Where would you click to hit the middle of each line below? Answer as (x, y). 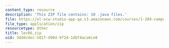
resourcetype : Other (27, 28)
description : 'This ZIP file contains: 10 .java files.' (66, 14)
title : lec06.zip (23, 33)
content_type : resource (30, 10)
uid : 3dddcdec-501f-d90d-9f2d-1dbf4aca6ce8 (52, 38)
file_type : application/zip (35, 24)
